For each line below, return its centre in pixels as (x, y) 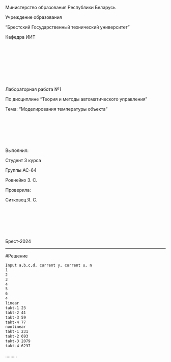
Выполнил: (17, 150)
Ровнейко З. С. (21, 180)
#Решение (17, 256)
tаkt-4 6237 (18, 346)
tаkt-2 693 (17, 337)
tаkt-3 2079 (18, 341)
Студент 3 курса (23, 160)
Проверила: (18, 190)
